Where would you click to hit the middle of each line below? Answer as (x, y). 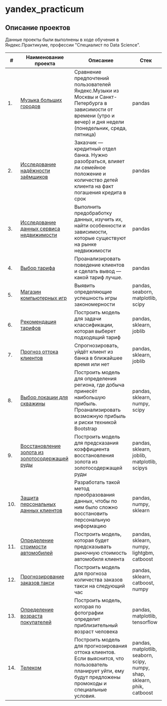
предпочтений (92, 78)
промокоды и (90, 683)
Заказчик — (89, 142)
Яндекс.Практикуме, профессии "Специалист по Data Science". (73, 45)
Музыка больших (41, 100)
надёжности (36, 171)
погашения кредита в (100, 192)
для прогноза (90, 573)
